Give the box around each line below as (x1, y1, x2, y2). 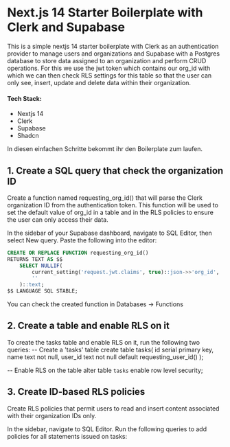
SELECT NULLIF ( (19, 262, 63, 269)
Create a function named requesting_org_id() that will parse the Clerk (7, 194, 203, 202)
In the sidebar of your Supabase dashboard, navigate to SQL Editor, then (7, 229, 213, 237)
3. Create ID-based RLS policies (7, 386, 146, 398)
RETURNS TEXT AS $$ (7, 255, 63, 262)
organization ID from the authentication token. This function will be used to (7, 200, 218, 209)
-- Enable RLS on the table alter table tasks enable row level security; (7, 366, 203, 374)
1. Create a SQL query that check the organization (7, 165, 224, 176)
